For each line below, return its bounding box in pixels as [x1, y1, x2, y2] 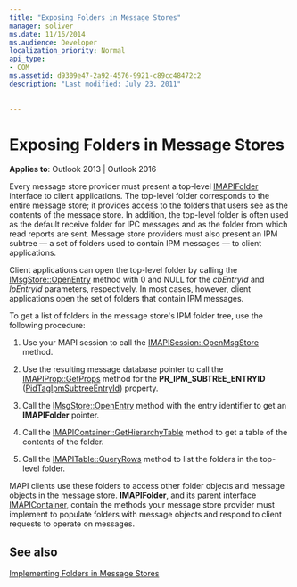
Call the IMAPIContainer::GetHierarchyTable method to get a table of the [21, 427, 288, 438]
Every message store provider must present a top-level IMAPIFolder [9, 181, 259, 192]
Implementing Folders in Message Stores [9, 568, 160, 579]
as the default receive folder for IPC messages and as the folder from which [9, 219, 288, 230]
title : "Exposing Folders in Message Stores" [9, 12, 181, 22]
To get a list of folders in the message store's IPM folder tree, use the [9, 310, 263, 321]
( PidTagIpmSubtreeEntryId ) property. [21, 383, 159, 393]
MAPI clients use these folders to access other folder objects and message [9, 481, 285, 492]
